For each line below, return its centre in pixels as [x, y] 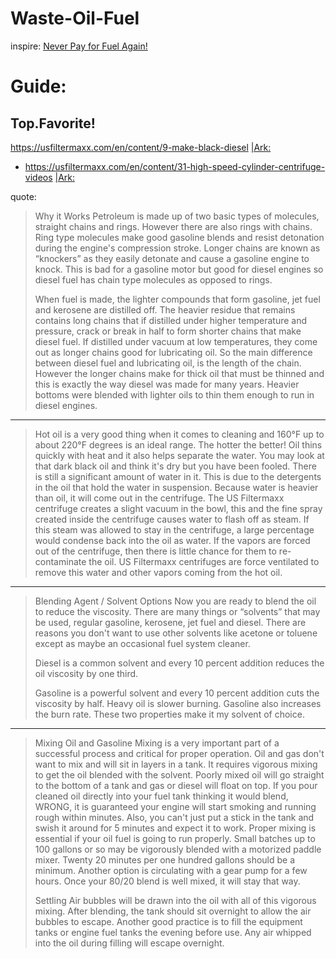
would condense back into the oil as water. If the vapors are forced [172, 540]
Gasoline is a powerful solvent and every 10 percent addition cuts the [177, 693]
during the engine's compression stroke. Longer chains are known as [177, 248]
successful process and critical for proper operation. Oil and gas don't [179, 753]
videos [38, 177]
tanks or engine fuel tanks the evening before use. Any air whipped [173, 932]
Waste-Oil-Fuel [75, 18]
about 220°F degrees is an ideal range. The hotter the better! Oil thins [178, 444]
